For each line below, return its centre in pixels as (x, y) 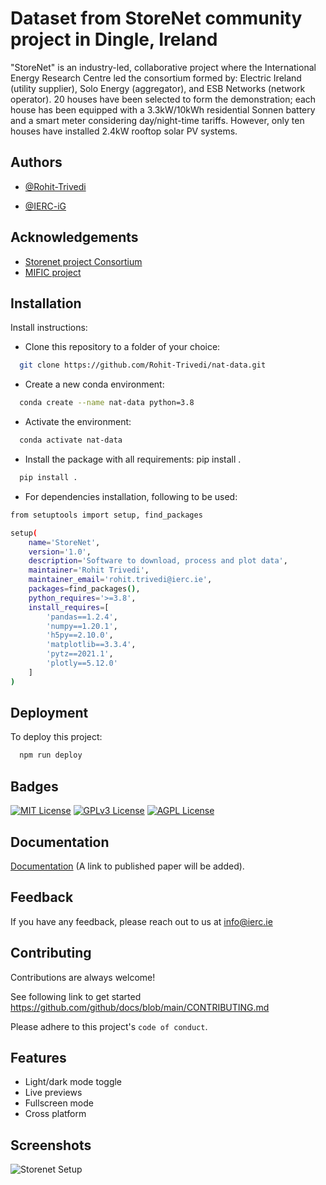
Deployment (49, 713)
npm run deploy (51, 755)
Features (38, 1057)
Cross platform (55, 1114)
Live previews (53, 1093)
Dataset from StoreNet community (156, 18)
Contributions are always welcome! (83, 977)
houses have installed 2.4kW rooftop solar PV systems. (124, 131)
